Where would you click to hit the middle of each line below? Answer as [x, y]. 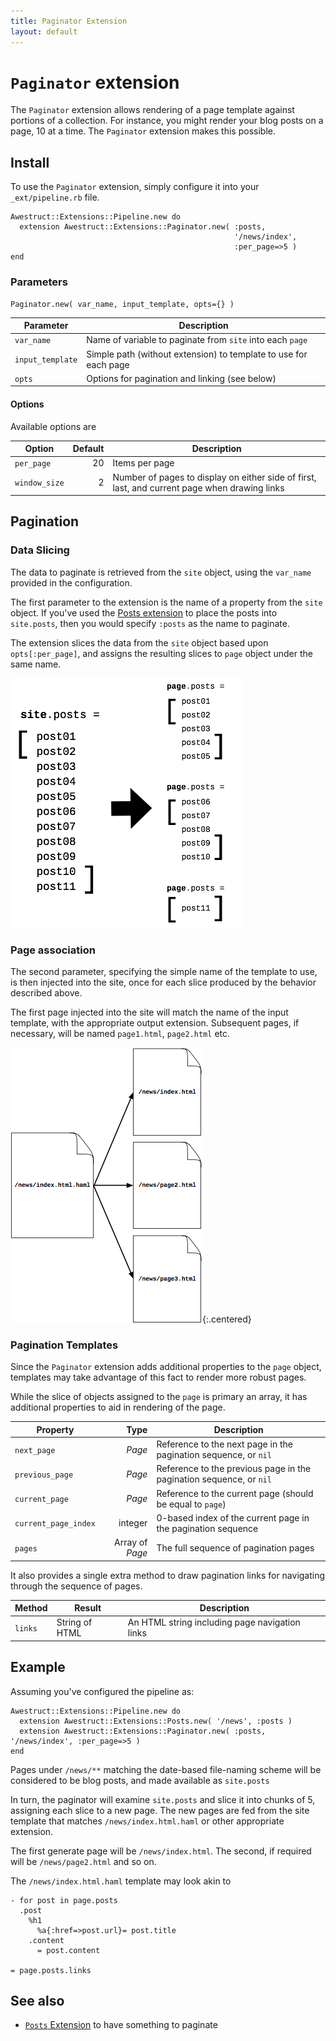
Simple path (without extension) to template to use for [197, 354]
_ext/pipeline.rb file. [55, 197]
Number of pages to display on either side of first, [214, 477]
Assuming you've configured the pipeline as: [102, 1691]
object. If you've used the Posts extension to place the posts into [144, 612]
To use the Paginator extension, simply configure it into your [135, 187]
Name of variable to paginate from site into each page [197, 340]
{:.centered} [227, 1319]
